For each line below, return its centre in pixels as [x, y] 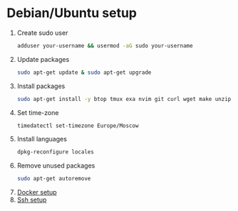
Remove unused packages [56, 166]
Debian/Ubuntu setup [72, 13]
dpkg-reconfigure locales [55, 152]
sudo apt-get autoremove [54, 179]
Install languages [42, 139]
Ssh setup [32, 200]
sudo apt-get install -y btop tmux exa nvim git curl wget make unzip [124, 99]
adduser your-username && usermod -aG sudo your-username [105, 45]
